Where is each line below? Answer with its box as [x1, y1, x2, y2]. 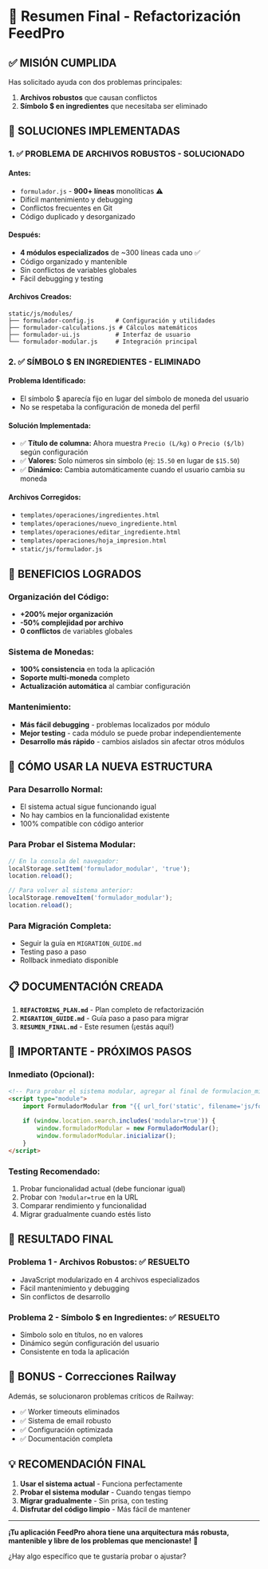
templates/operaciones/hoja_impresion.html [19, 537, 167, 545]
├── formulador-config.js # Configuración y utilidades [8, 316, 216, 325]
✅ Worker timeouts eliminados [19, 1407, 120, 1416]
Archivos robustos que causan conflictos [19, 93, 158, 102]
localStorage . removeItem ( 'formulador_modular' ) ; [8, 894, 173, 903]
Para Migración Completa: [8, 920, 112, 931]
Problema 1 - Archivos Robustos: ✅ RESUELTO [8, 1256, 190, 1267]
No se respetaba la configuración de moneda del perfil [19, 402, 200, 412]
